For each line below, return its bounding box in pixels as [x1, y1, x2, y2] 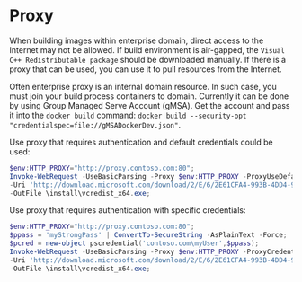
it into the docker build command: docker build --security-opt [9, 110, 247, 120]
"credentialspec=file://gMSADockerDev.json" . [9, 119, 182, 130]
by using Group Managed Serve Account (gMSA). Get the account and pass [9, 100, 290, 110]
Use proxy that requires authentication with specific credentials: [9, 205, 246, 216]
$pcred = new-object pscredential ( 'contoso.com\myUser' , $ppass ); [9, 239, 259, 248]
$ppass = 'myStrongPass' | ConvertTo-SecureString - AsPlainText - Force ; [9, 231, 288, 240]
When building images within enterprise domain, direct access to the [9, 35, 264, 46]
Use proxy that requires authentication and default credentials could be [9, 137, 273, 147]
